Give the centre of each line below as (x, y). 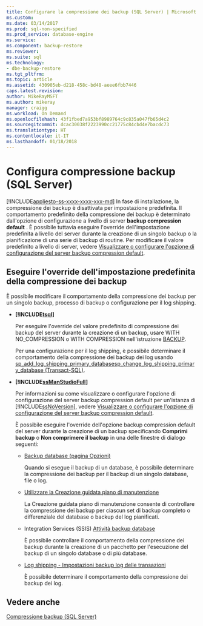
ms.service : (21, 40)
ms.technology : (25, 62)
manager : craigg (27, 108)
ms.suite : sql (24, 57)
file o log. (36, 480)
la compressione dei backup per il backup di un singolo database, (106, 474)
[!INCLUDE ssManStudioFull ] (51, 382)
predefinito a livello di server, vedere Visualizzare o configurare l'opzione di (101, 246)
